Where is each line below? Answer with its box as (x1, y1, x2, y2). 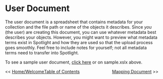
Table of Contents (44, 68, 80, 74)
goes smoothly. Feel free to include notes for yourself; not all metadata (5, 45, 147, 50)
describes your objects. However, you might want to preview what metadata (5, 34, 158, 40)
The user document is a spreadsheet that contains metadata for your (5, 19, 143, 25)
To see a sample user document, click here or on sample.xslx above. (5, 59, 143, 65)
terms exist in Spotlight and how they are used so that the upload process (5, 39, 153, 45)
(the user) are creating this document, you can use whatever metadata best (5, 29, 157, 35)
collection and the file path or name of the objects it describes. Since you (5, 24, 152, 30)
